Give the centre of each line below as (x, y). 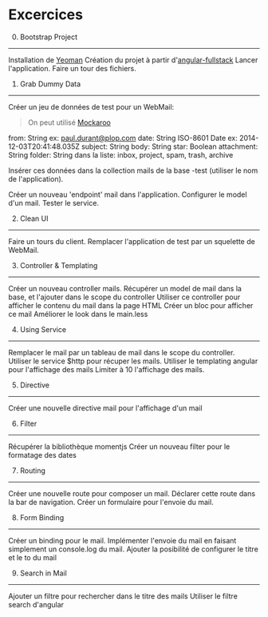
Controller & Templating (59, 265)
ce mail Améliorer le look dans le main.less (78, 314)
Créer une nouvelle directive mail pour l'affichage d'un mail (105, 408)
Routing (33, 471)
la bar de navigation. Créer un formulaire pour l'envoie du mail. (111, 502)
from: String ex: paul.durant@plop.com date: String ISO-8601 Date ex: (123, 138)
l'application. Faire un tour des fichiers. (73, 68)
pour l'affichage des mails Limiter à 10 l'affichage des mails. (106, 369)
